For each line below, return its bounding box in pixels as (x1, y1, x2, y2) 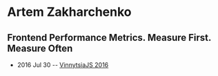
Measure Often (7, 42, 73, 54)
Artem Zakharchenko (7, 4, 132, 20)
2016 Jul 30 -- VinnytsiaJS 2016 (17, 61, 109, 69)
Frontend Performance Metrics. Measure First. (7, 32, 212, 44)
